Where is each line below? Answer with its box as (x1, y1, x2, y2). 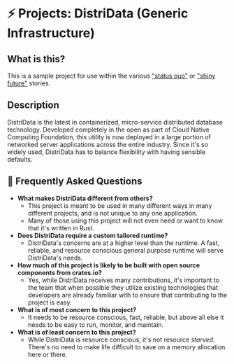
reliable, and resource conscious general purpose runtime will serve (27, 246, 224, 254)
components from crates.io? (17, 268, 103, 276)
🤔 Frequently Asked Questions (7, 176, 142, 188)
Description (7, 99, 59, 111)
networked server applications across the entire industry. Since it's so (7, 140, 208, 148)
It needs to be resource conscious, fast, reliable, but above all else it (27, 313, 224, 321)
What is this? (7, 53, 66, 65)
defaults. (7, 155, 33, 163)
